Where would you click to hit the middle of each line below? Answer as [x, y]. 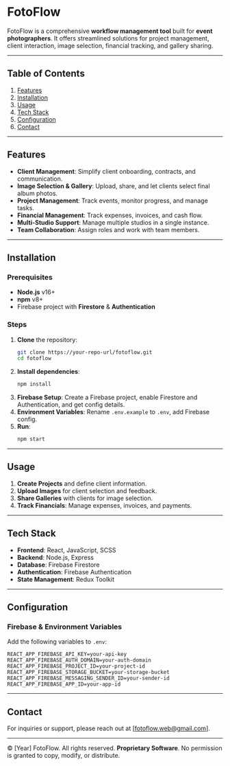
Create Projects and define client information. [82, 483]
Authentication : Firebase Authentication [74, 572]
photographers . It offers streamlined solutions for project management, [108, 38]
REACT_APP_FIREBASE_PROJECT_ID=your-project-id [76, 666]
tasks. [25, 207]
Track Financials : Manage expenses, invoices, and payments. [104, 505]
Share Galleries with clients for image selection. [85, 498]
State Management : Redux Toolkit [66, 579]
